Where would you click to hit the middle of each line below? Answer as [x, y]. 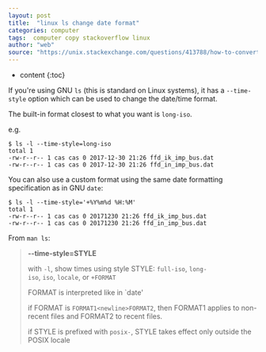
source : [21, 52]
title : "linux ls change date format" [74, 23]
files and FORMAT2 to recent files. [106, 316]
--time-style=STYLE [62, 253]
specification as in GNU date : [56, 188]
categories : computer [44, 30]
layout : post [30, 15]
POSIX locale [49, 340]
